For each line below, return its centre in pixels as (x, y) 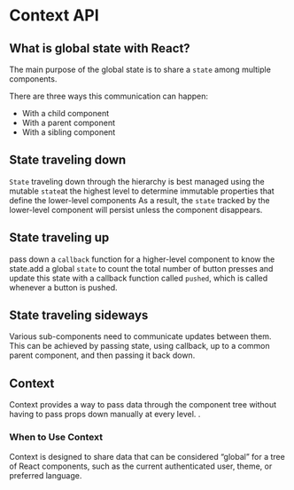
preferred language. (46, 475)
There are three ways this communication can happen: (109, 96)
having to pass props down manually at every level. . (105, 415)
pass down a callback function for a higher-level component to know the (142, 259)
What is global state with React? (100, 48)
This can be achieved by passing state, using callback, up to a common (139, 346)
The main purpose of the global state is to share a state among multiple (140, 69)
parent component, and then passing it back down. (102, 355)
